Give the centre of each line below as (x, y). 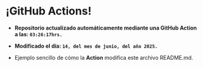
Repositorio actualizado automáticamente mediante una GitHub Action (105, 28)
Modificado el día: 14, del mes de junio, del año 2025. (86, 46)
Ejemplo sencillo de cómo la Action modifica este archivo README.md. (104, 57)
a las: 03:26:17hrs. (38, 34)
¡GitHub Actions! (49, 11)
